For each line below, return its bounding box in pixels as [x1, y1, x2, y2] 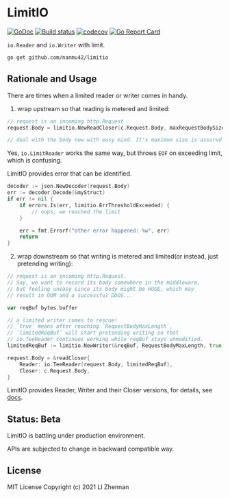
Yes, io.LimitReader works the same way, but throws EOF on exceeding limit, [7, 149, 222, 157]
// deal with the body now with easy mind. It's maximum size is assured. [7, 137, 225, 143]
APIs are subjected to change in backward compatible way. [7, 444, 175, 453]
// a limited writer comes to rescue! [7, 317, 118, 324]
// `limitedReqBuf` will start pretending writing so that [7, 329, 179, 337]
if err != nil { [7, 195, 53, 202]
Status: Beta [7, 413, 61, 425]
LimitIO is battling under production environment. [7, 431, 146, 440]
